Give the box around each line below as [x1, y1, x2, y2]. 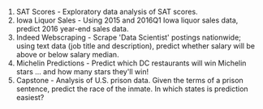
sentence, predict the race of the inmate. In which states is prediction [15, 84, 249, 94]
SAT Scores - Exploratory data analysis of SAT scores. [15, 7, 198, 16]
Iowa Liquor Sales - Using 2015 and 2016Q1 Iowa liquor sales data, [15, 15, 239, 25]
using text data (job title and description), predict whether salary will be [15, 41, 256, 51]
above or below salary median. [15, 50, 119, 59]
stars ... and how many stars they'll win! [15, 67, 149, 76]
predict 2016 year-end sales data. [15, 24, 129, 33]
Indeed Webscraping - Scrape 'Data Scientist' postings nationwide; [15, 32, 242, 42]
